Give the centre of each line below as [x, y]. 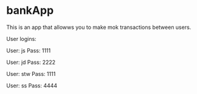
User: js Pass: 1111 [29, 50]
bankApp [30, 11]
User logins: [21, 39]
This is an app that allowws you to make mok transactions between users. [99, 27]
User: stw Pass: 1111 [31, 74]
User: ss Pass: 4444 [32, 86]
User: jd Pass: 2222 [31, 62]
